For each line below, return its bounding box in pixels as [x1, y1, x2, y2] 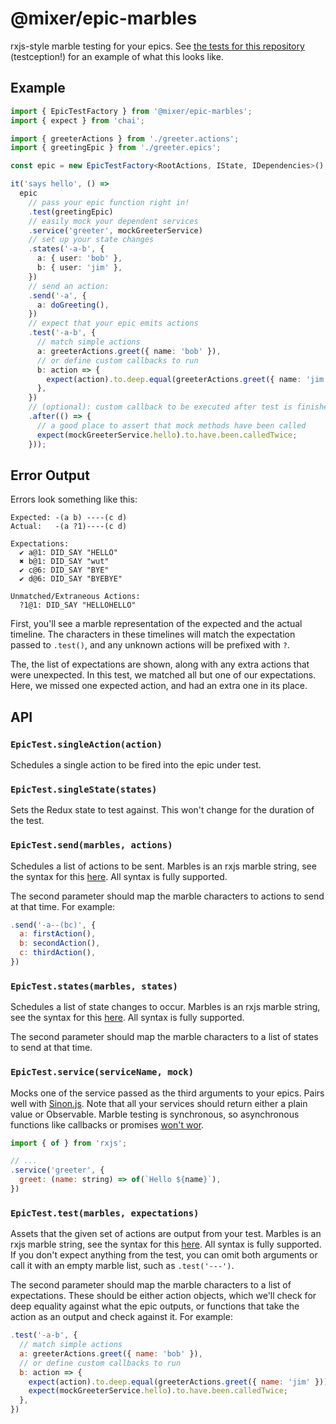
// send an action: [28, 281, 110, 291]
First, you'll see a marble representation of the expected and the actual [10, 618, 303, 630]
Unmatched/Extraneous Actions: [10, 592, 141, 602]
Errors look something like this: [10, 493, 138, 506]
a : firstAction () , [19, 929, 97, 939]
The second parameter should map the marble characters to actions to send [10, 890, 325, 902]
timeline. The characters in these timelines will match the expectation [10, 628, 296, 641]
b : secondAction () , [19, 938, 101, 949]
